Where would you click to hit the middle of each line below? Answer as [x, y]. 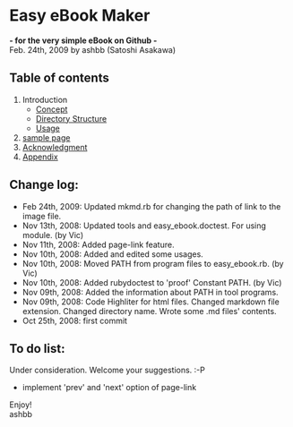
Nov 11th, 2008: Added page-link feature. [98, 244]
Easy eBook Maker [80, 16]
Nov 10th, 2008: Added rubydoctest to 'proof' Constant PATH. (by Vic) [152, 282]
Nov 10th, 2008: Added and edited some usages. [112, 254]
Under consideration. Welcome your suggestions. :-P [108, 370]
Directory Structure [71, 118]
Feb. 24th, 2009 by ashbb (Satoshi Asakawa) [93, 49]
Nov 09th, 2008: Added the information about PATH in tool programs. [151, 292]
